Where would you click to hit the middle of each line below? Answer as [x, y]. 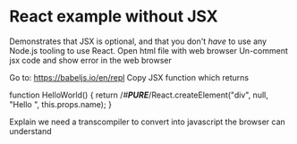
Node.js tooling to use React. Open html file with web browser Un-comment [149, 50]
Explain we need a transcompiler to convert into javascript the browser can [148, 122]
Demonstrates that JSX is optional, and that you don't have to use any [138, 41]
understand [30, 131]
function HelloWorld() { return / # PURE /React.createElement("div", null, [139, 95]
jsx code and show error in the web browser [91, 60]
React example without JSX [114, 17]
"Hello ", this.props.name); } [60, 104]
